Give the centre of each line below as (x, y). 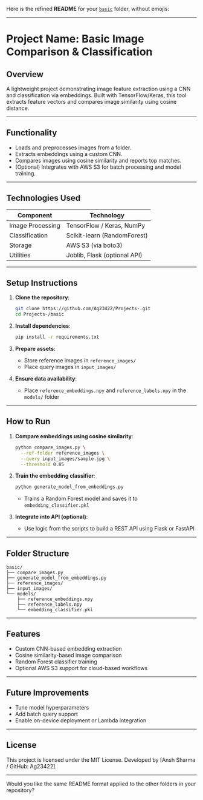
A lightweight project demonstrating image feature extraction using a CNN (98, 89)
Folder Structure (38, 553)
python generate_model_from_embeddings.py (69, 487)
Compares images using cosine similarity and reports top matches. (98, 160)
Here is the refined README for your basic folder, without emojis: (88, 9)
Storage (21, 245)
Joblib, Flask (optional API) (105, 255)
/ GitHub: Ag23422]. (32, 766)
